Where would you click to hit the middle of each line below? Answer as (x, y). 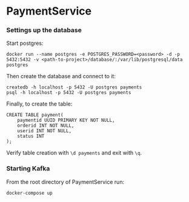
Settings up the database (44, 30)
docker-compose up (29, 193)
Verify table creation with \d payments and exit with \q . (74, 153)
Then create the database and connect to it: (61, 76)
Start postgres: (25, 43)
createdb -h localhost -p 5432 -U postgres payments (74, 87)
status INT (31, 136)
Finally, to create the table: (39, 104)
